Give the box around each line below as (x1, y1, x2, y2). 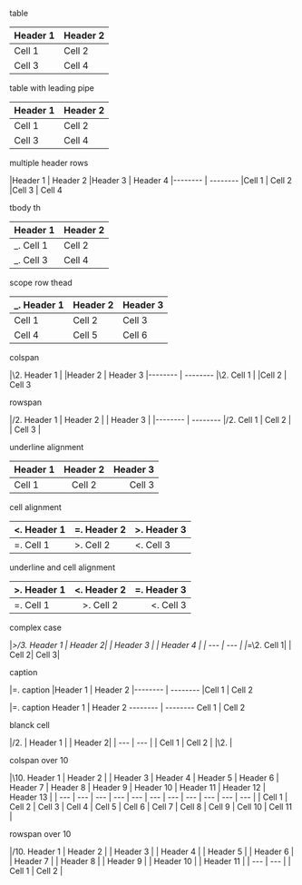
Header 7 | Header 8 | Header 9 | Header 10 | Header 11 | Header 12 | (9, 782, 266, 792)
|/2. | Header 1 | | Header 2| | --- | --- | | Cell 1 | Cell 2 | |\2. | (9, 737, 233, 748)
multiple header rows (9, 158, 89, 168)
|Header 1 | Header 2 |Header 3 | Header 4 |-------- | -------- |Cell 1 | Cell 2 (9, 175, 292, 185)
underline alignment (9, 442, 84, 452)
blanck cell (9, 720, 50, 730)
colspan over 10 (9, 755, 69, 765)
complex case (9, 622, 62, 633)
